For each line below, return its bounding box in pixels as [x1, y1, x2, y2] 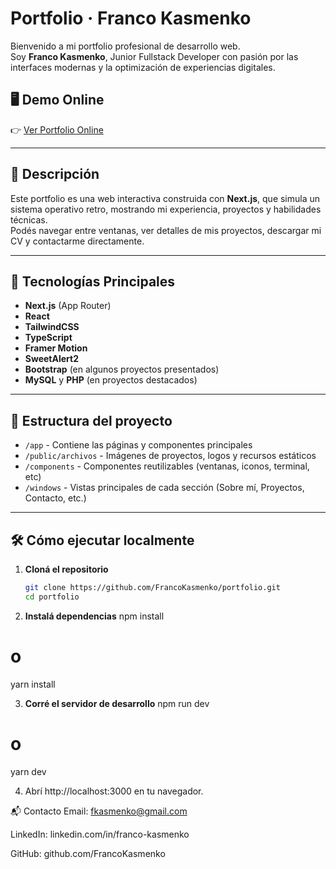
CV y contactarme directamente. [10, 235, 145, 247]
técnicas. [10, 213, 48, 226]
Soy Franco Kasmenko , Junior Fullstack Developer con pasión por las [10, 50, 299, 62]
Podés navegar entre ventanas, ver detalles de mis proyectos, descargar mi [10, 224, 322, 236]
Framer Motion [24, 342, 88, 354]
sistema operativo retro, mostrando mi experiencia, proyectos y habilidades [10, 203, 322, 215]
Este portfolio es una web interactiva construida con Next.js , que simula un [10, 192, 321, 204]
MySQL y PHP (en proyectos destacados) [24, 374, 198, 386]
